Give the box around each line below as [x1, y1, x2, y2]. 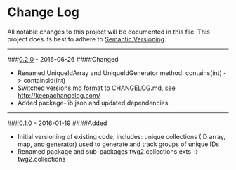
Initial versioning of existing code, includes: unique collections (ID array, [17, 132, 226, 140]
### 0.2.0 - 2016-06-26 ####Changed [7, 55, 119, 63]
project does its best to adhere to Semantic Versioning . [7, 34, 166, 43]
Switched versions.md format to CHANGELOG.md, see [17, 84, 176, 92]
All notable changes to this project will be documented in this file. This [7, 27, 211, 36]
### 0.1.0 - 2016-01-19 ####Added [7, 119, 107, 127]
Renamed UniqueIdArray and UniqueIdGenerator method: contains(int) [17, 68, 223, 77]
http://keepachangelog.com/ [17, 91, 100, 99]
